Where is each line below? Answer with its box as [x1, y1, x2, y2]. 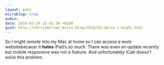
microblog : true [5, 12, 38, 17]
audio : [5, 16, 19, 21]
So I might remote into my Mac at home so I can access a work [5, 39, 132, 44]
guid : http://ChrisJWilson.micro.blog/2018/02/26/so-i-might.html [5, 25, 143, 30]
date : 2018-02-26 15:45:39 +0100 [5, 21, 73, 26]
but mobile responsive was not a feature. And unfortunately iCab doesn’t [5, 49, 152, 55]
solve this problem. [5, 54, 44, 60]
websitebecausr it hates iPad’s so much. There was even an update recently [5, 44, 159, 50]
